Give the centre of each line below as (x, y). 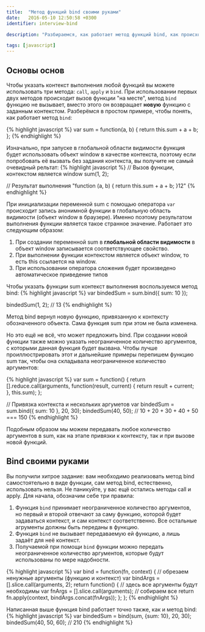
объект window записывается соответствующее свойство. (92, 248)
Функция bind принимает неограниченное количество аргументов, (103, 507)
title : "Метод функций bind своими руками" (64, 12)
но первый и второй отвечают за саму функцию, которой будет (98, 514)
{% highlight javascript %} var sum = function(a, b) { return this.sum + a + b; (102, 129)
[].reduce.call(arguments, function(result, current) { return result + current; (100, 386)
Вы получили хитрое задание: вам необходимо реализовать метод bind (100, 476)
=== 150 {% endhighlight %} (42, 417)
